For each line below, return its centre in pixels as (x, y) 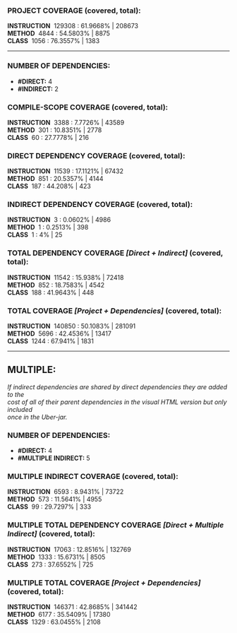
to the (16, 394)
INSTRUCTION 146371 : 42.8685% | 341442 (72, 607)
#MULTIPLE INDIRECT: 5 (54, 459)
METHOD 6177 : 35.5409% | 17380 (59, 615)
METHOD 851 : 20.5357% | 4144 (55, 179)
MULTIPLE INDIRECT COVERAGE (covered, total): (93, 477)
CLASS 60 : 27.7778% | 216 (48, 137)
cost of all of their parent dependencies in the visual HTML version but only (117, 402)
